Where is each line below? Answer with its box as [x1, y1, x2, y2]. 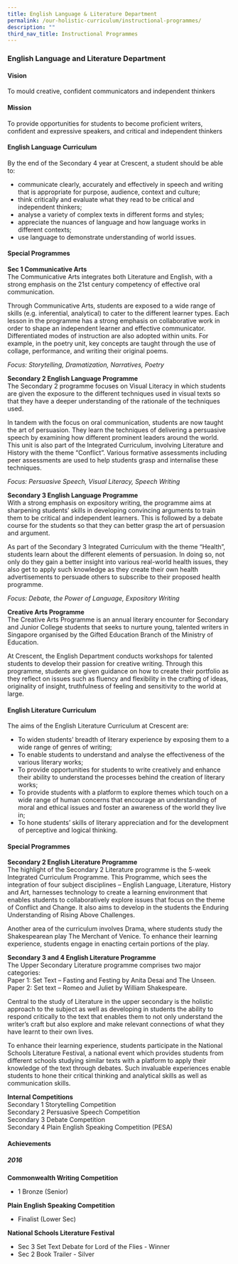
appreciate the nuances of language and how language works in [17, 217, 206, 226]
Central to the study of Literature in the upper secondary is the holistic [7, 998, 213, 1006]
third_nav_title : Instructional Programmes [7, 30, 139, 38]
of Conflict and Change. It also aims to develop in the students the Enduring [7, 903, 229, 912]
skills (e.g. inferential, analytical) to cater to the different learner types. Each [7, 308, 229, 317]
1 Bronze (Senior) [17, 1187, 69, 1196]
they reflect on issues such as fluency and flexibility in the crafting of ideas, [7, 674, 229, 683]
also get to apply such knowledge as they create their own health [7, 565, 199, 573]
